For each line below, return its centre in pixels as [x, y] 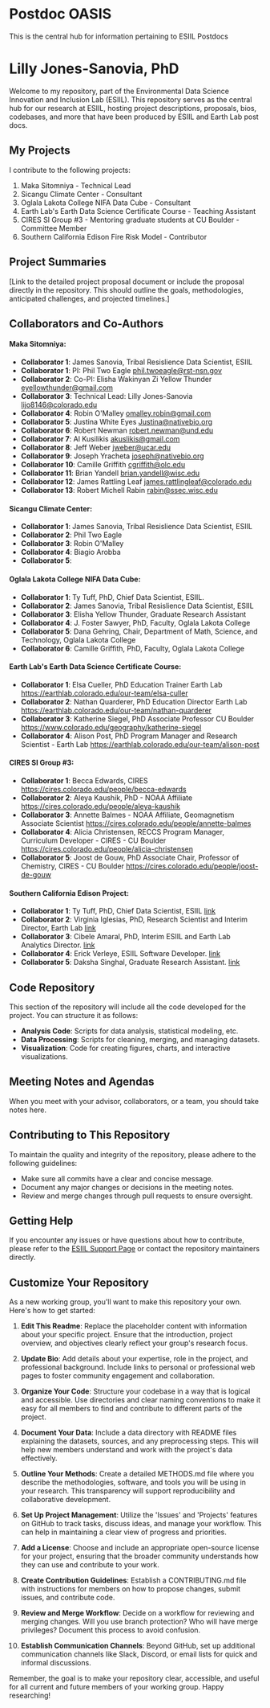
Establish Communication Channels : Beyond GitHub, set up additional [138, 1646]
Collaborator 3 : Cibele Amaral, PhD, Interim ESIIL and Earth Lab [125, 937]
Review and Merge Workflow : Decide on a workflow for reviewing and [137, 1613]
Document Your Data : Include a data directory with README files [129, 1433]
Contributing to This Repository [90, 1135]
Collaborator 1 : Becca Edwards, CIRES [85, 780]
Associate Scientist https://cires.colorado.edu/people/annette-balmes [136, 823]
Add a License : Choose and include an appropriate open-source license [140, 1548]
